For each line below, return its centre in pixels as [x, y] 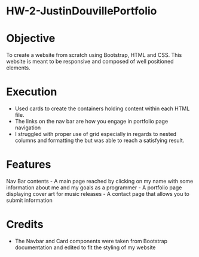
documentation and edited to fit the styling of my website [85, 247]
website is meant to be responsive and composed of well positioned [90, 62]
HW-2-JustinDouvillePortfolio [82, 11]
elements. [19, 68]
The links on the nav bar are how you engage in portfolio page [91, 122]
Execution [32, 92]
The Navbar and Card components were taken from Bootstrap [91, 241]
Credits [25, 224]
